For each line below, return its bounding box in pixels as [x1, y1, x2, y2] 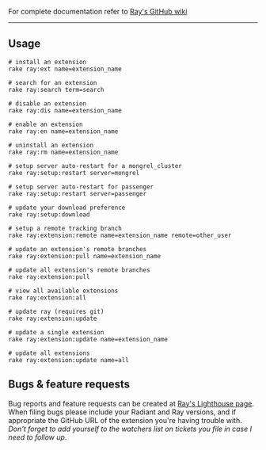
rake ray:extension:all [8, 293, 87, 302]
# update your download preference [8, 204, 126, 212]
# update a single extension [8, 328, 104, 336]
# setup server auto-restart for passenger [8, 182, 154, 191]
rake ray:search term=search [8, 86, 104, 93]
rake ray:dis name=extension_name [8, 106, 123, 114]
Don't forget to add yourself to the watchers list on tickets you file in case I [8, 424, 252, 433]
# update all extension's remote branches [8, 265, 150, 274]
